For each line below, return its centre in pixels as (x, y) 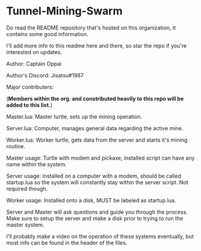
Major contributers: (30, 87)
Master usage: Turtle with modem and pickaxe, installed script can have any (100, 158)
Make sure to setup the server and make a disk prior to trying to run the (95, 218)
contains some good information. (47, 34)
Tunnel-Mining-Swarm (64, 11)
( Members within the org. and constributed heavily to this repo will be (95, 98)
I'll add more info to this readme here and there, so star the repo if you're (97, 46)
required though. (27, 189)
